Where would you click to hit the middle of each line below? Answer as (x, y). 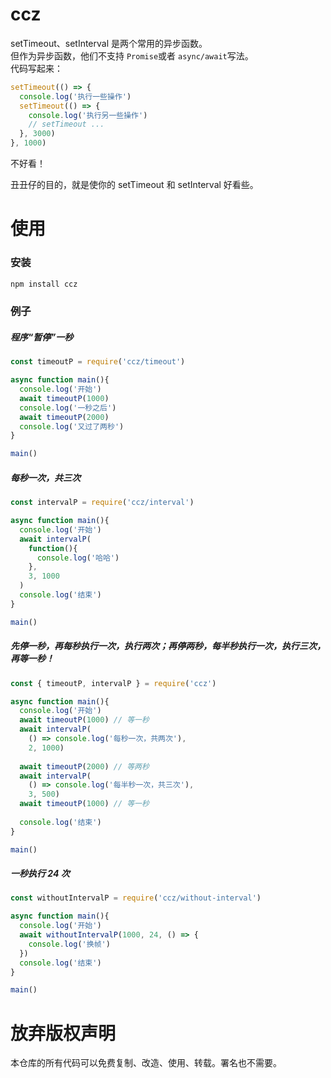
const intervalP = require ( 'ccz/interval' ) (102, 503)
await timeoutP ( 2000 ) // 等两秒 (84, 766)
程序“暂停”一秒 (42, 337)
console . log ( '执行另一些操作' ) (88, 115)
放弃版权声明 (63, 1033)
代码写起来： (36, 68)
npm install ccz (44, 284)
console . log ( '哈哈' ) (78, 558)
